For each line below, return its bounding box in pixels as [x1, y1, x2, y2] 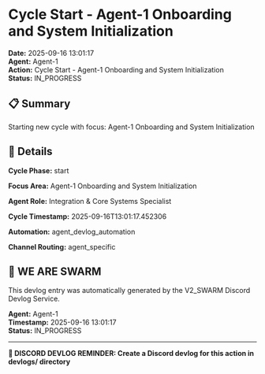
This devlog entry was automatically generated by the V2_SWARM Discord [8, 286, 251, 295]
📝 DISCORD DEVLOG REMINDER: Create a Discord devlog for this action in [8, 349, 255, 358]
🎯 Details [8, 145, 53, 158]
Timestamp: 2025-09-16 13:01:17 [8, 317, 117, 328]
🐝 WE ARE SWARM [8, 265, 102, 278]
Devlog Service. [8, 294, 61, 304]
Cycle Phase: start [8, 165, 69, 175]
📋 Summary [8, 97, 71, 111]
